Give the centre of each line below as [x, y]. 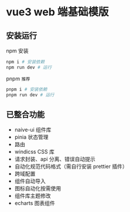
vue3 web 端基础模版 [57, 12]
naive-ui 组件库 [33, 130]
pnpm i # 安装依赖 [27, 89]
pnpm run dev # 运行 [30, 95]
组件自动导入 [30, 181]
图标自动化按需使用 [38, 189]
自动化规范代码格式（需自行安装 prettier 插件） [71, 166]
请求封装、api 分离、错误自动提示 [55, 159]
